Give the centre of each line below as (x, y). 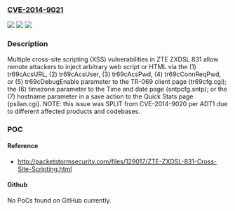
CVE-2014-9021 (35, 10)
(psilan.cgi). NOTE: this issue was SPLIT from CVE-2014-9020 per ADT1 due (117, 103)
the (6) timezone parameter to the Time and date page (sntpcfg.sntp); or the (117, 89)
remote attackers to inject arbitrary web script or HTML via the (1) (102, 66)
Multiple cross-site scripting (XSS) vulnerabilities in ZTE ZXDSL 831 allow (113, 59)
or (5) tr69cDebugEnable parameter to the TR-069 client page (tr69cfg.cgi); (117, 81)
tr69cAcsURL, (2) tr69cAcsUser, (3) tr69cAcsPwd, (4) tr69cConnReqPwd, (114, 74)
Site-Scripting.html (45, 168)
